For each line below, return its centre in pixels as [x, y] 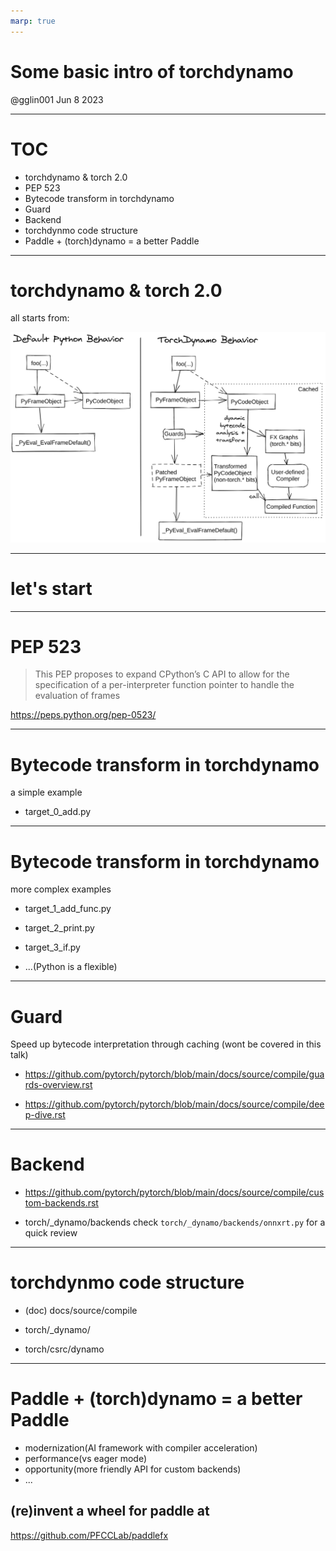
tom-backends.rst [61, 1203]
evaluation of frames [77, 696]
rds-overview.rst [58, 1085]
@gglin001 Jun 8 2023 [57, 99]
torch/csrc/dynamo [64, 1349]
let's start [51, 588]
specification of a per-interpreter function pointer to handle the [164, 685]
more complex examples [61, 889]
